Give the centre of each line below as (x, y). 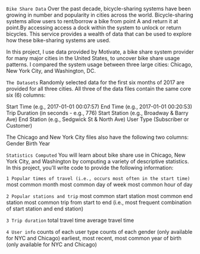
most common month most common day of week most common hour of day (99, 185)
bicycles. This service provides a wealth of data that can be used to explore (99, 34)
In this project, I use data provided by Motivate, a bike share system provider (100, 52)
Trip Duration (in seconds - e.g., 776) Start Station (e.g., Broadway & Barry (97, 113)
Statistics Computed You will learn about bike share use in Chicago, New (96, 155)
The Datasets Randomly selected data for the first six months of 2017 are (95, 82)
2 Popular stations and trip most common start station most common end (99, 196)
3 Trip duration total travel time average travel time (70, 220)
